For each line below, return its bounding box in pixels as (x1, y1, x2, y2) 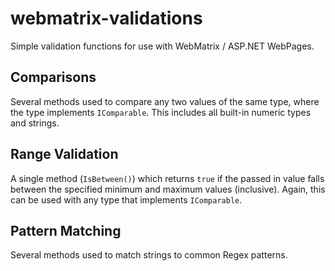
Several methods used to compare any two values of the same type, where (10, 95, 320, 107)
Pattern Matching (10, 222, 122, 239)
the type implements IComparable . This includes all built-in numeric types (10, 106, 312, 118)
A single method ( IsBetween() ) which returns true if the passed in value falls (10, 172, 325, 184)
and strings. (10, 117, 60, 129)
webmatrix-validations (10, 7, 203, 30)
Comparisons (10, 69, 97, 86)
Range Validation (10, 146, 119, 163)
